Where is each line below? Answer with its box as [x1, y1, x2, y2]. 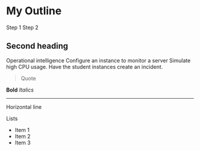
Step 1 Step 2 [6, 24, 39, 31]
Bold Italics [6, 86, 34, 93]
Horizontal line [6, 103, 42, 111]
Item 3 [14, 139, 31, 146]
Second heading [6, 41, 68, 51]
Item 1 [14, 126, 30, 133]
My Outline [6, 4, 62, 18]
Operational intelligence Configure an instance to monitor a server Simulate [6, 56, 191, 64]
